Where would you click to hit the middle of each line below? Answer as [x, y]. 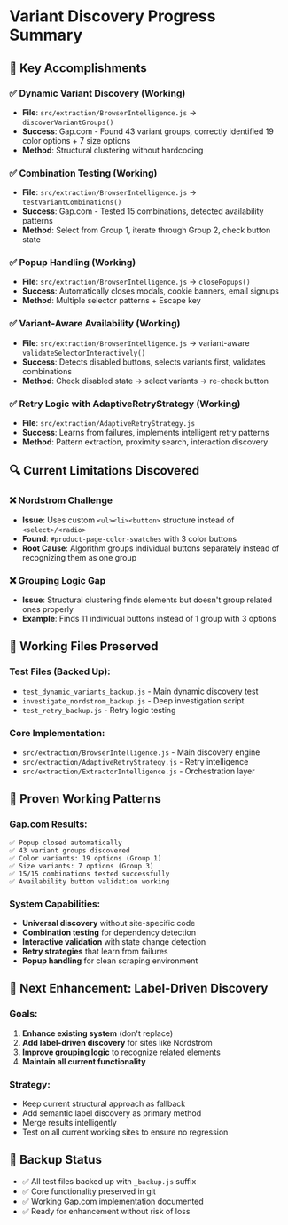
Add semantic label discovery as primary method [112, 1113]
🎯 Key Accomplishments [78, 68]
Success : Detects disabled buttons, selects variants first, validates [144, 362]
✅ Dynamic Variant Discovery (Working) [97, 93]
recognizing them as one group [79, 557]
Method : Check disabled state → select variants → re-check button [145, 381]
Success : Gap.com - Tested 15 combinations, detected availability [143, 211]
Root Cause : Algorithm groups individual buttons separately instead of [151, 548]
